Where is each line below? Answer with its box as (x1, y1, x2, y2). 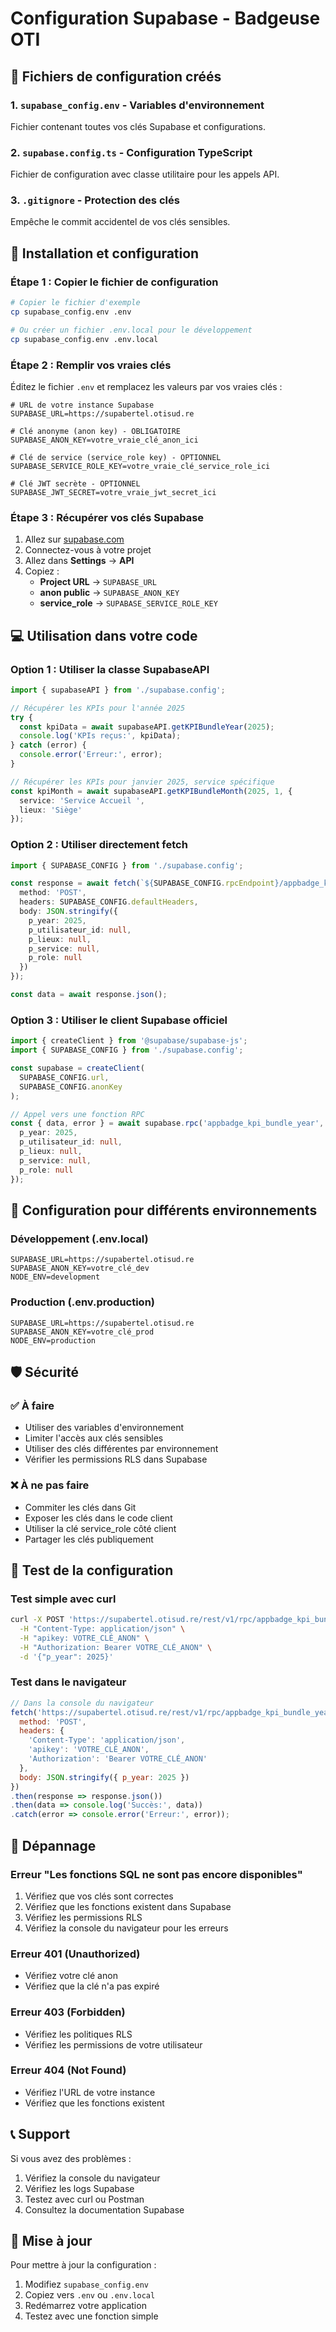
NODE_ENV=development (10, 1272, 101, 1282)
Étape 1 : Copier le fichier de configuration (10, 275, 219, 289)
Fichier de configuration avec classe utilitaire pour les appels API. (10, 168, 280, 181)
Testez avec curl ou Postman (24, 2193, 145, 2205)
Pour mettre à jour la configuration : (10, 2259, 157, 2271)
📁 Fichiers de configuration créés (10, 68, 222, 85)
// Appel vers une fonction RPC (10, 1109, 145, 1119)
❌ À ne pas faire (10, 1478, 90, 1492)
